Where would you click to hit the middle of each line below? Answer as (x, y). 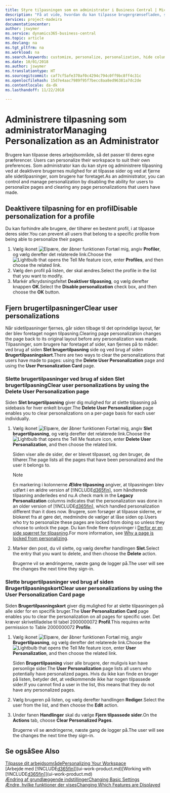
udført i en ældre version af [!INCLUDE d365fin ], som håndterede (80, 490)
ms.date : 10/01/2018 (27, 62)
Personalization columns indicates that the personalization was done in (88, 501)
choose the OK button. (36, 292)
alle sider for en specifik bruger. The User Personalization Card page (77, 611)
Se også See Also (32, 751)
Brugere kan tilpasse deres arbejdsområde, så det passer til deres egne (80, 155)
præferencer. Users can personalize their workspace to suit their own (78, 160)
